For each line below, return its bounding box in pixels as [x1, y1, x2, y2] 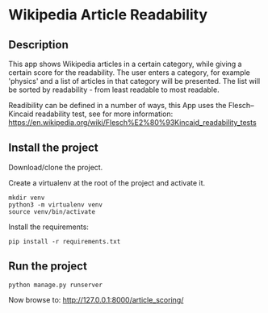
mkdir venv [8, 194, 45, 202]
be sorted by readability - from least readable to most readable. [8, 85, 220, 94]
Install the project [8, 141, 98, 155]
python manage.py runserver [8, 281, 103, 289]
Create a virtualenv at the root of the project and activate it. [8, 177, 206, 187]
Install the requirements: [8, 222, 89, 232]
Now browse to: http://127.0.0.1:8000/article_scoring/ [8, 294, 184, 304]
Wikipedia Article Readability [8, 6, 208, 24]
